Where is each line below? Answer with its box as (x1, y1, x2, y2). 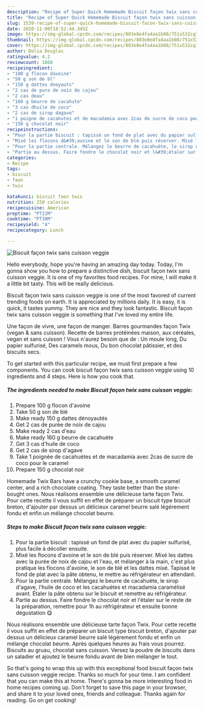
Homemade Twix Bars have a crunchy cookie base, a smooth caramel (7, 477, 180, 484)
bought (7, 490, 25, 498)
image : (7, 31, 23, 37)
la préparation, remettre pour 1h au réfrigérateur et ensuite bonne (15, 603, 178, 610)
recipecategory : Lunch (7, 227, 64, 233)
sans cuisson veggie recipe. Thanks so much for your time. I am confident (7, 671, 191, 678)
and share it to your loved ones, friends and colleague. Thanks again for (7, 690, 186, 697)
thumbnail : (7, 37, 34, 43)
